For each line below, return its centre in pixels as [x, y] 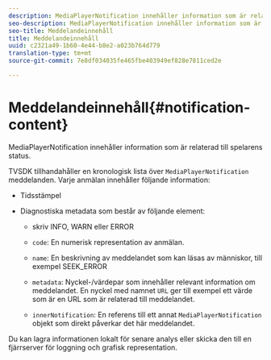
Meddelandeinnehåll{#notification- [129, 108]
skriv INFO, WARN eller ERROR [83, 226]
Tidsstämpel [41, 195]
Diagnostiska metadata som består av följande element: [113, 211]
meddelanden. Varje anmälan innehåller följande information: [109, 180]
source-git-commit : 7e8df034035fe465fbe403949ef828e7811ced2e [115, 61]
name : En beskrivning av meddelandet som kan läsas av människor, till [147, 258]
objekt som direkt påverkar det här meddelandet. [113, 323]
